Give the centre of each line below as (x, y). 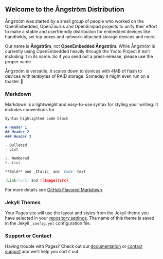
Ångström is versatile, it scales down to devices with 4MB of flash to (73, 71)
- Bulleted (16, 145)
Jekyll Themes (23, 202)
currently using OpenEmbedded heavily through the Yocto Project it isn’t (78, 51)
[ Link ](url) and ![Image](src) (37, 180)
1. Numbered (17, 158)
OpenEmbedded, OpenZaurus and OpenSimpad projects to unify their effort (81, 26)
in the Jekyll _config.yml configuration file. (48, 223)
